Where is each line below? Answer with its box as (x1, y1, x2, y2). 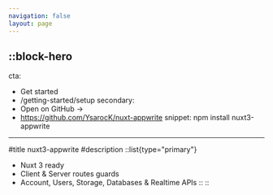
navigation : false (8, 11, 71, 20)
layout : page (8, 19, 53, 28)
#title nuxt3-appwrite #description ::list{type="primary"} (8, 145, 197, 154)
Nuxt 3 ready (19, 160, 65, 171)
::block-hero (8, 50, 73, 63)
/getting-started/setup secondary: (19, 95, 136, 106)
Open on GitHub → (19, 104, 84, 114)
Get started (19, 87, 58, 97)
